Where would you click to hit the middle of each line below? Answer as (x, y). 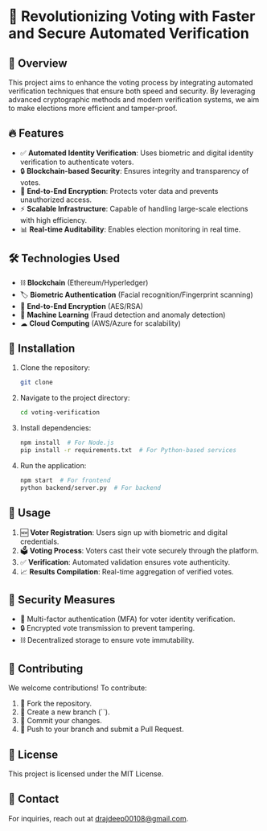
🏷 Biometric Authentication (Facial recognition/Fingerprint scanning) (136, 294)
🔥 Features (36, 133)
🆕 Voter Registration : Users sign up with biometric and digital (123, 532)
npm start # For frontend (65, 480)
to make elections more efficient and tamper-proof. (93, 108)
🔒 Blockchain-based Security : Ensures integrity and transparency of (134, 171)
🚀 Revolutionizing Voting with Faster (132, 16)
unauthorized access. (56, 200)
